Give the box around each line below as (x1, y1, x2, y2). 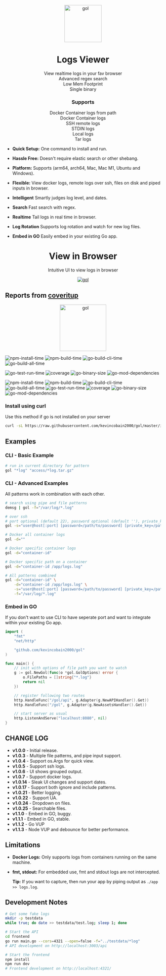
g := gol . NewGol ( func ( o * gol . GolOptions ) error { (14, 670, 119, 675)
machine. (12, 859, 32, 865)
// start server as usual (14, 711, 68, 716)
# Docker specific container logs (5, 546, 77, 551)
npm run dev (5, 962, 30, 967)
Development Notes (5, 898, 68, 907)
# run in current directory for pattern (5, 463, 90, 468)
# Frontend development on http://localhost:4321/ (5, 966, 112, 971)
